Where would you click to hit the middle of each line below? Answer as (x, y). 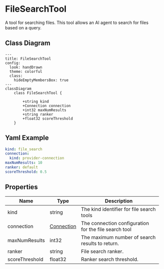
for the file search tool (106, 229)
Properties (21, 187)
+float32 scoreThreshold (48, 118)
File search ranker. (102, 251)
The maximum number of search (119, 237)
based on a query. (23, 27)
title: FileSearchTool (28, 59)
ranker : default (21, 167)
